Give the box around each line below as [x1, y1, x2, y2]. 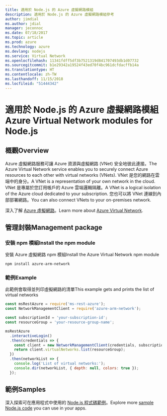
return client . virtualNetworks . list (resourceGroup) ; [14, 347, 126, 352]
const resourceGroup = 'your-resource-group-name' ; [5, 320, 114, 325]
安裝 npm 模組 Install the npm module [5, 239, 95, 246]
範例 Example [5, 274, 37, 281]
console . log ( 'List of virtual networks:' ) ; [14, 361, 106, 366]
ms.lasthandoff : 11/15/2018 [5, 76, 64, 81]
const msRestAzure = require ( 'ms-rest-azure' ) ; [5, 301, 106, 307]
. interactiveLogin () [9, 333, 52, 338]
